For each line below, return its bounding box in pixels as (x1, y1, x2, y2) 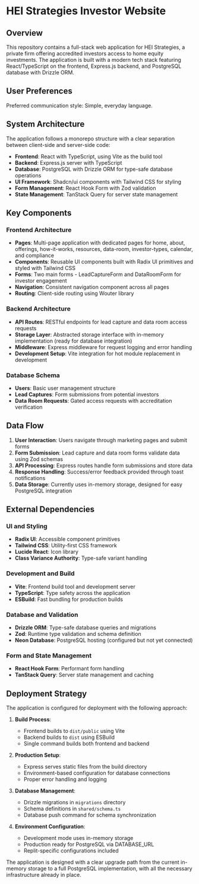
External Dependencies (6, 504, 95, 515)
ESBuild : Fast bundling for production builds (14, 595, 124, 603)
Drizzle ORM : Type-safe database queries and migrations (14, 624, 156, 631)
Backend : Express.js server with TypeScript (14, 159, 122, 166)
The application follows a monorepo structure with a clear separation (6, 135, 175, 142)
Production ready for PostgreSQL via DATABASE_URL (23, 841, 154, 848)
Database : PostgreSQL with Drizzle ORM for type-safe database (14, 165, 173, 173)
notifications (14, 474, 46, 481)
